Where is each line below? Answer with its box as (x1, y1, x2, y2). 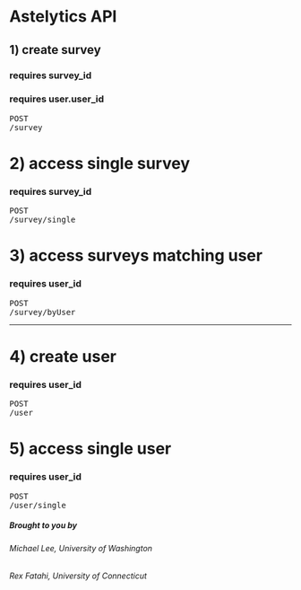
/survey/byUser (9, 307, 76, 317)
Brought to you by (9, 520, 78, 531)
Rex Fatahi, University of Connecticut (9, 570, 148, 581)
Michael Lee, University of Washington (9, 542, 153, 553)
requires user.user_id (9, 92, 105, 105)
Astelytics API (9, 6, 117, 27)
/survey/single (9, 215, 76, 225)
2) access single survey (9, 153, 191, 173)
